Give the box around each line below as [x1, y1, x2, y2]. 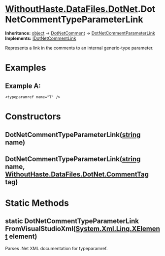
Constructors [5, 111, 61, 122]
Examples [5, 62, 46, 73]
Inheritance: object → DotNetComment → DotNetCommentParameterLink [5, 30, 155, 36]
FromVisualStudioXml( [5, 225, 76, 233]
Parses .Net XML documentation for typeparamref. [5, 245, 108, 251]
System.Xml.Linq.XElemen [75, 225, 160, 233]
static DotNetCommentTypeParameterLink [5, 217, 139, 226]
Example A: [5, 82, 41, 90]
